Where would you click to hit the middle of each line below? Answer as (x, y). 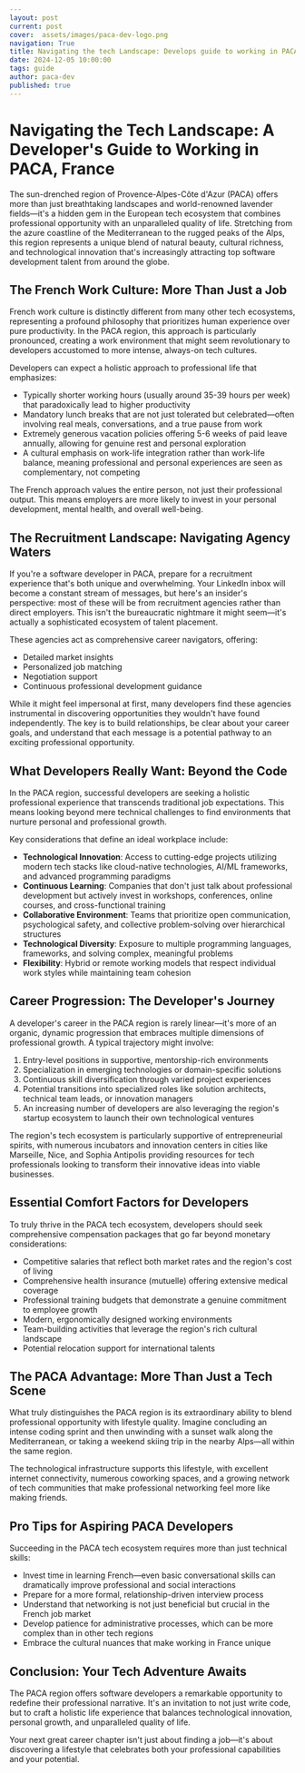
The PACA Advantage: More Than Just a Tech (141, 1377)
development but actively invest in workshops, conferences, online (148, 896)
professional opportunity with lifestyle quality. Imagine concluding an (138, 1423)
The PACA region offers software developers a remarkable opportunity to (146, 1693)
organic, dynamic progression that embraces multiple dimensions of (137, 1032)
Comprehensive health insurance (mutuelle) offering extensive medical (155, 1280)
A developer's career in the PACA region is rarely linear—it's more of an (143, 1023)
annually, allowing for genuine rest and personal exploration (134, 443)
